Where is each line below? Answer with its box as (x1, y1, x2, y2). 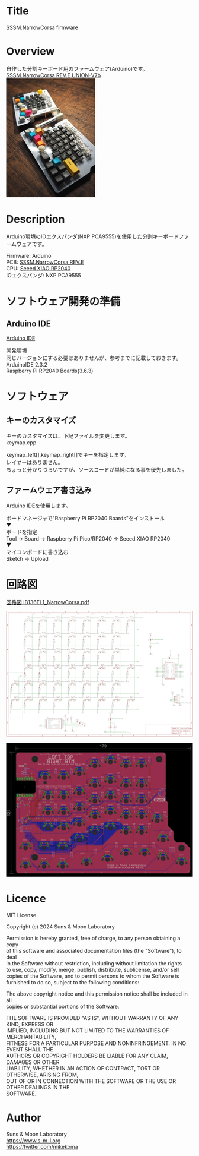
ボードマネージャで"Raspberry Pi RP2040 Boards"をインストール (6, 514, 165, 522)
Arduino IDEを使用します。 (6, 502, 71, 509)
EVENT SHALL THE (6, 1046, 53, 1053)
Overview (6, 45, 55, 58)
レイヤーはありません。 (6, 459, 63, 466)
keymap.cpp (6, 438, 37, 446)
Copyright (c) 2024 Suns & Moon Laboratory (6, 923, 115, 930)
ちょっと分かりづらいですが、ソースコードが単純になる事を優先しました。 (6, 466, 188, 473)
